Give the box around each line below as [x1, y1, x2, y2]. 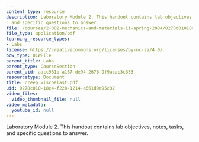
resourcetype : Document [6, 74, 65, 80]
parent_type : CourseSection [6, 63, 76, 70]
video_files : [6, 91, 38, 97]
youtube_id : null [11, 107, 54, 113]
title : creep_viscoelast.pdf [6, 80, 78, 86]
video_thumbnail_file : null [11, 96, 81, 102]
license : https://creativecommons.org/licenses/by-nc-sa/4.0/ [6, 47, 163, 53]
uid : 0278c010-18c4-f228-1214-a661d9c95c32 [6, 85, 115, 91]
